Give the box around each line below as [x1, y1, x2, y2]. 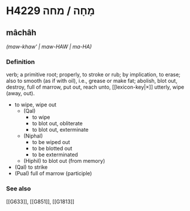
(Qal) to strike [14, 163, 48, 171]
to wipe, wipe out [14, 101, 57, 108]
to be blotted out [32, 145, 73, 152]
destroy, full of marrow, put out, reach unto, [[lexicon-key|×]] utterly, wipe [6, 83, 185, 91]
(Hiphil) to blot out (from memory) [23, 158, 106, 165]
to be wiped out [32, 139, 70, 146]
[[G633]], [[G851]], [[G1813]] [6, 198, 74, 205]
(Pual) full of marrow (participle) [14, 170, 92, 177]
